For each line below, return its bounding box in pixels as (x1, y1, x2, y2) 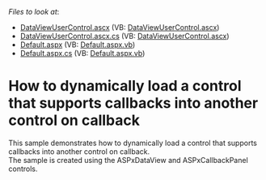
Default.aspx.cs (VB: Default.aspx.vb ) (19, 49, 146, 58)
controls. (8, 164, 38, 174)
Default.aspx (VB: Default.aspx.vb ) (19, 40, 136, 49)
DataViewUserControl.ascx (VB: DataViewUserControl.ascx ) (19, 23, 220, 32)
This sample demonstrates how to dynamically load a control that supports (8, 138, 257, 148)
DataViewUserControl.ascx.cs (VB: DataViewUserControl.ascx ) (19, 32, 230, 41)
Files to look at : (8, 7, 60, 16)
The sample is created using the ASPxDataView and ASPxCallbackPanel (8, 155, 248, 165)
